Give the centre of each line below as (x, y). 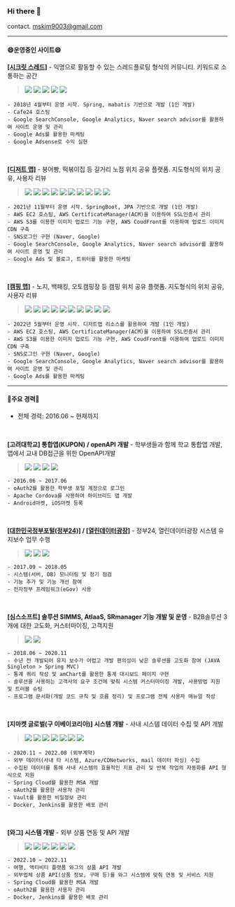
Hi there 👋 (24, 11)
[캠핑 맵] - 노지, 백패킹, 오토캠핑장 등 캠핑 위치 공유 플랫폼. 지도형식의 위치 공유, (116, 286)
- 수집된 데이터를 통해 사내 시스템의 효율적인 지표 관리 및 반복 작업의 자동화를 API (113, 768)
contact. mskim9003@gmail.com (55, 27)
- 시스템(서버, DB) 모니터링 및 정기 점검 (60, 574)
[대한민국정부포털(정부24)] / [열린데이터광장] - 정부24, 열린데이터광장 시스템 (112, 530)
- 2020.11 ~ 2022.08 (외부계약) (51, 753)
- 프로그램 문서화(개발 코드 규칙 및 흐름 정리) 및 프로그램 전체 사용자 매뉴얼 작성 (111, 696)
